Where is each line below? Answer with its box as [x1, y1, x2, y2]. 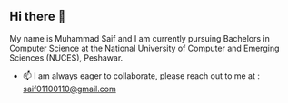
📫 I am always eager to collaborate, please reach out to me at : [22, 70, 261, 81]
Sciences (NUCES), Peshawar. [9, 51, 124, 63]
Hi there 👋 [9, 9, 66, 24]
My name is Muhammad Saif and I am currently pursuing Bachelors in [9, 33, 271, 43]
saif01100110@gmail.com [22, 83, 116, 94]
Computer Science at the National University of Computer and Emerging [9, 42, 280, 53]
